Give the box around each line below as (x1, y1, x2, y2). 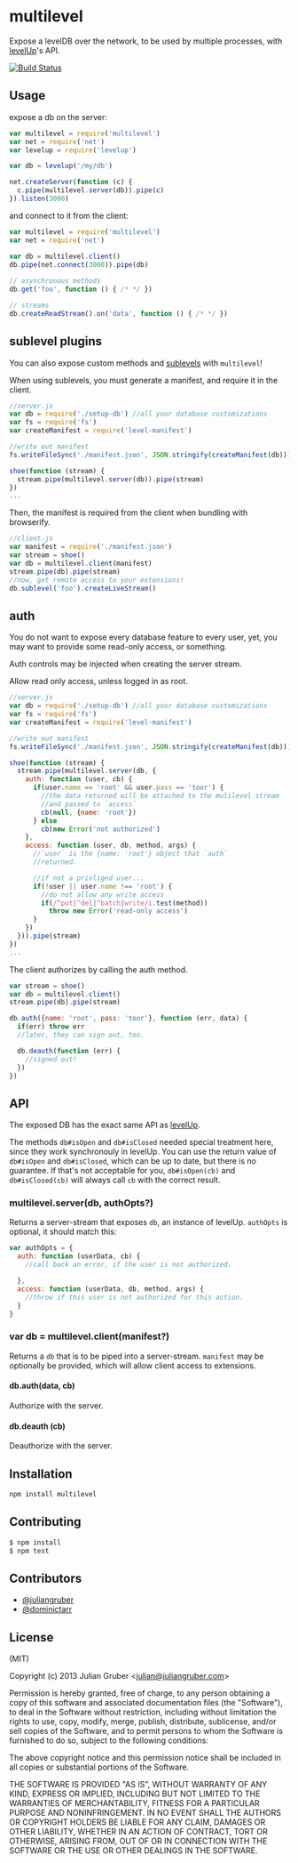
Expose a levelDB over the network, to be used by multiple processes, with (9, 36, 283, 46)
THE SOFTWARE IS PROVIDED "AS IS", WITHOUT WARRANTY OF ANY (9, 1779, 268, 1790)
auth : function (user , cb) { (25, 775, 133, 784)
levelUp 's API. (9, 44, 60, 55)
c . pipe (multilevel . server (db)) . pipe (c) (17, 186, 165, 195)
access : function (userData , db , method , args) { (17, 1284, 204, 1294)
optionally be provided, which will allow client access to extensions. (9, 1359, 256, 1371)
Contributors (9, 1570, 82, 1585)
